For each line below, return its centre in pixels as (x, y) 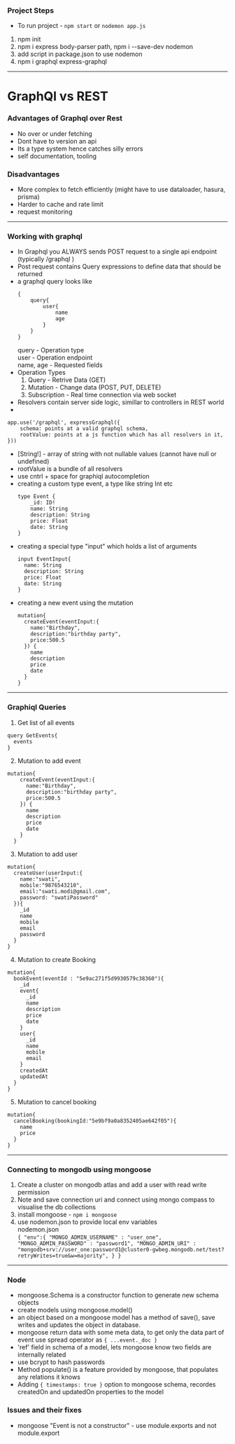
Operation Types (42, 373)
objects (28, 1302)
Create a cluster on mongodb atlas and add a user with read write (112, 1184)
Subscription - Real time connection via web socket (102, 395)
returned (30, 274)
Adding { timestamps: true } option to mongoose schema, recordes (116, 1384)
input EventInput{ (44, 559)
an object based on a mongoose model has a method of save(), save (116, 1318)
